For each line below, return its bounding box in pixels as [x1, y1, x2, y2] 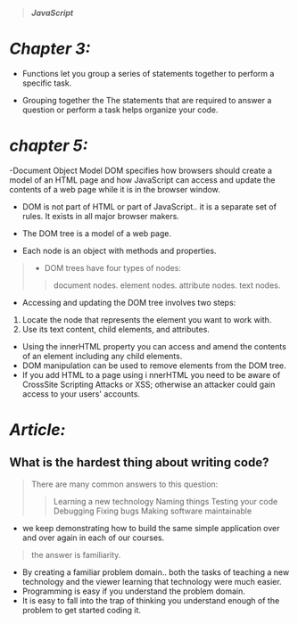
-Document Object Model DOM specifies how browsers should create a [9, 165, 272, 176]
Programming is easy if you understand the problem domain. [21, 586, 245, 596]
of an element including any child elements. [21, 350, 183, 361]
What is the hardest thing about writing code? [9, 455, 269, 471]
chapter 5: [9, 135, 88, 156]
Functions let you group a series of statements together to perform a [21, 68, 275, 78]
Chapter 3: [9, 39, 91, 59]
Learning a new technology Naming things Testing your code [53, 496, 278, 506]
